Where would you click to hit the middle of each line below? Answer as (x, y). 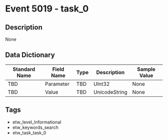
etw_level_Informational (37, 122)
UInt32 (101, 84)
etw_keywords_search (35, 127)
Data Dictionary (30, 55)
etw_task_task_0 (29, 132)
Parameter (57, 84)
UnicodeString (110, 92)
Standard (24, 69)
